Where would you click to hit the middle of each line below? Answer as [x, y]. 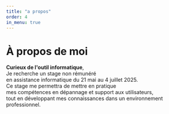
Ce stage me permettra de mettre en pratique [61, 86]
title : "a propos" [29, 11]
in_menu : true [24, 22]
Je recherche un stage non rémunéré [51, 74]
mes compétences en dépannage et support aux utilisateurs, [80, 92]
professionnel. [24, 105]
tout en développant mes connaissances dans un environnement [84, 99]
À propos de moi [47, 51]
